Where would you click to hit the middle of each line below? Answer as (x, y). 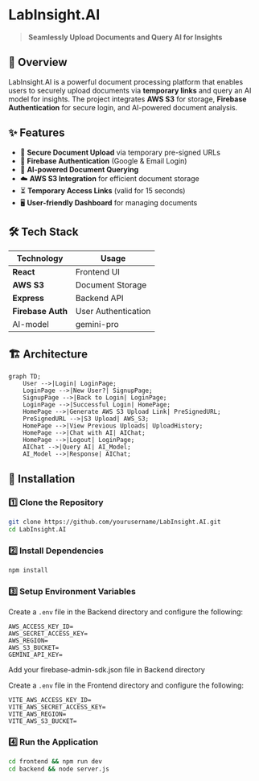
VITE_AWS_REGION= (37, 714)
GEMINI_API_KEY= (35, 655)
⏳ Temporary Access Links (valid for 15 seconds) (103, 190)
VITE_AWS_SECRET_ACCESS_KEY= (57, 707)
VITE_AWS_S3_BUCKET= (43, 721)
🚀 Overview (38, 62)
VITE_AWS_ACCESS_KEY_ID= (50, 700)
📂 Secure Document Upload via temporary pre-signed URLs (120, 152)
